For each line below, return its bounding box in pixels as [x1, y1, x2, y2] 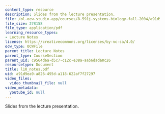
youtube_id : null [9, 90, 45, 95]
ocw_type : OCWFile [5, 44, 43, 49]
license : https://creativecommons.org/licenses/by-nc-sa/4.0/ [5, 39, 135, 44]
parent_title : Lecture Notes [5, 48, 65, 53]
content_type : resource [5, 7, 54, 12]
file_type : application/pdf [5, 26, 63, 31]
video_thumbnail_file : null [9, 80, 67, 85]
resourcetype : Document [5, 62, 54, 67]
